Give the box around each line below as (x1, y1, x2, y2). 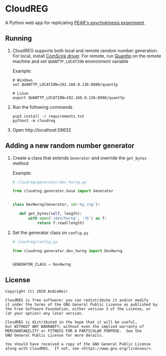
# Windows (12, 77, 33, 83)
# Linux (12, 91, 28, 96)
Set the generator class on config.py (12, 229, 88, 235)
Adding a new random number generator (5, 142, 135, 150)
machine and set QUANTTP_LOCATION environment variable (12, 58, 129, 64)
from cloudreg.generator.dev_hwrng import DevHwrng (12, 248, 122, 254)
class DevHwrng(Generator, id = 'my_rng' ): (12, 202, 100, 207)
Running (5, 34, 32, 43)
